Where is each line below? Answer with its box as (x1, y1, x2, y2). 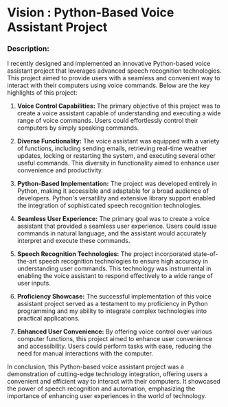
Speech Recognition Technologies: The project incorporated (16, 250, 192, 258)
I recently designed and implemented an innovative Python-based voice (7, 60, 211, 68)
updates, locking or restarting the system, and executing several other (16, 152, 216, 160)
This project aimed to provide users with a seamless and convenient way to (7, 74, 220, 82)
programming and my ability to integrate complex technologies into (16, 307, 207, 315)
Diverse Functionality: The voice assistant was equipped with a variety (16, 137, 220, 146)
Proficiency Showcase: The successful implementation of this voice (16, 292, 212, 301)
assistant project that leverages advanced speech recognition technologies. (7, 67, 222, 75)
